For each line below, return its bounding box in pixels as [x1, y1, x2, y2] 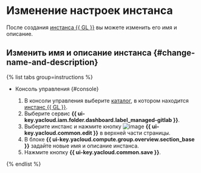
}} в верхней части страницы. [93, 129, 171, 137]
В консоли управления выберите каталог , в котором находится [24, 97, 189, 104]
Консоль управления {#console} [15, 85, 99, 92]
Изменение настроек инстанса [6, 4, 173, 18]
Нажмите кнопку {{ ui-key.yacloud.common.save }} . [24, 148, 161, 155]
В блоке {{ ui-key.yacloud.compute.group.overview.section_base [24, 135, 195, 143]
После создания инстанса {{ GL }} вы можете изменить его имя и [6, 24, 177, 31]
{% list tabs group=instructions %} [6, 73, 93, 81]
